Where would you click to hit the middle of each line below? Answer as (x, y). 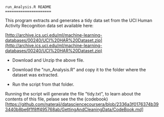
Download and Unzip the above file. (48, 60)
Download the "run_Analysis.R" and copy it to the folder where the (79, 70)
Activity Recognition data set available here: (49, 25)
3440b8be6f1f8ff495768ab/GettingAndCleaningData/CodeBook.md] (74, 109)
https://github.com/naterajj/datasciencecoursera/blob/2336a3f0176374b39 (83, 104)
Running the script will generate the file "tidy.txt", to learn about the (73, 94)
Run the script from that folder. (43, 84)
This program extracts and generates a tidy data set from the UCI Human (79, 20)
